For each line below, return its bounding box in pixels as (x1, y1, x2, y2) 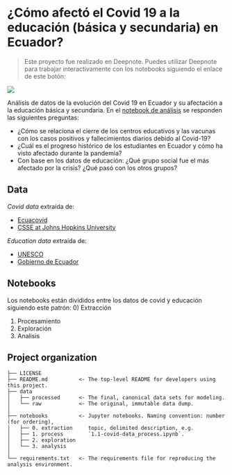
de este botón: (24, 72, 66, 81)
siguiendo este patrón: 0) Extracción (7, 303, 112, 312)
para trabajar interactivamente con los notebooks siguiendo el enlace (24, 65, 223, 73)
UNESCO (17, 250, 44, 258)
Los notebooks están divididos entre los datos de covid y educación (7, 296, 203, 304)
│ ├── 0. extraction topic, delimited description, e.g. (7, 425, 194, 432)
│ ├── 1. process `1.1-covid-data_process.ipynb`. (7, 431, 185, 438)
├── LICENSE (7, 370, 42, 377)
